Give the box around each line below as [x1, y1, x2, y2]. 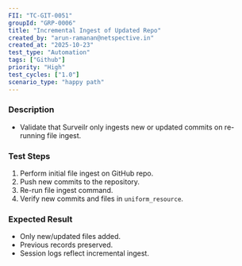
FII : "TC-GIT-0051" [8, 11, 73, 20]
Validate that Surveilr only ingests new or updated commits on [19, 122, 223, 132]
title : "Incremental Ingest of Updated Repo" [8, 26, 161, 34]
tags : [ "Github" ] [8, 56, 66, 64]
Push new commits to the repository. [19, 177, 140, 187]
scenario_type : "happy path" [8, 78, 105, 86]
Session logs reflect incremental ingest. [19, 249, 149, 258]
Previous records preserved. [19, 240, 113, 250]
